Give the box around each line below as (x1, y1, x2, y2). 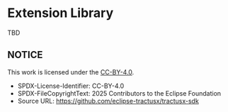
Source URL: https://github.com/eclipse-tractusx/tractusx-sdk (17, 96, 200, 105)
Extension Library (7, 5, 114, 21)
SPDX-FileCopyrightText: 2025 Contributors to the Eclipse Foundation (17, 89, 222, 97)
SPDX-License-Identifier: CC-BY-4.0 (17, 82, 125, 90)
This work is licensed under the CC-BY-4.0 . (7, 67, 135, 76)
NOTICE (7, 49, 43, 61)
